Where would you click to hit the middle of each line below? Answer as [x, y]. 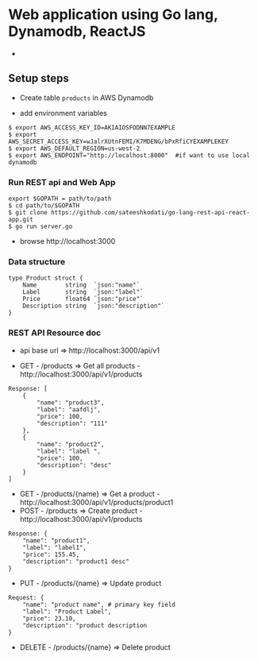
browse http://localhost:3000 [67, 241]
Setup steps [39, 78]
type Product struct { [46, 278]
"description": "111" [73, 423]
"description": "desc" [74, 465]
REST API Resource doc [55, 333]
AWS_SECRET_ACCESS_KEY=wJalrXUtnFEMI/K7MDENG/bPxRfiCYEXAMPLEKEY [118, 141]
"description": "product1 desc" [76, 562]
